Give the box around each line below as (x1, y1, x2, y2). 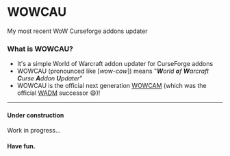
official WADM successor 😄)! (16, 89, 101, 97)
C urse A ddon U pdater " (16, 74, 83, 82)
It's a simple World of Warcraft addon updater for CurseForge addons (16, 60, 214, 68)
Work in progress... (7, 126, 61, 135)
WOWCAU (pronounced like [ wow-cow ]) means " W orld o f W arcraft (16, 67, 209, 76)
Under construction (7, 111, 64, 119)
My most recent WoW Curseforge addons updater (7, 27, 149, 35)
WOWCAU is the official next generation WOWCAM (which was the (16, 82, 207, 90)
